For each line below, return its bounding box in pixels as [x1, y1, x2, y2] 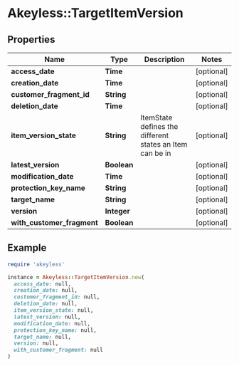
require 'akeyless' [7, 261, 65, 268]
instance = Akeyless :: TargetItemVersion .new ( [7, 273, 144, 281]
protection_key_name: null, [14, 326, 97, 334]
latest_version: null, [14, 313, 81, 320]
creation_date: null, [14, 287, 78, 294]
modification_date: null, [14, 320, 91, 327]
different [140, 130, 169, 140]
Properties [7, 33, 55, 46]
